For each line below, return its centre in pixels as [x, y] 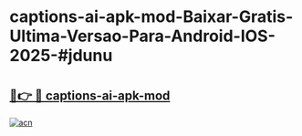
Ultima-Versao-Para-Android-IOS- [143, 36]
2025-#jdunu [61, 56]
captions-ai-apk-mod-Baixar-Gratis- [151, 17]
